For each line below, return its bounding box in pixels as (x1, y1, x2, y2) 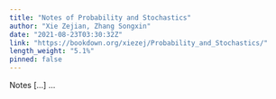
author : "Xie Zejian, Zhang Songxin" (9, 22, 152, 31)
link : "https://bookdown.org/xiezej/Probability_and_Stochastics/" (9, 38, 269, 48)
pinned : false (9, 55, 63, 64)
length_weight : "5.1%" (9, 47, 95, 56)
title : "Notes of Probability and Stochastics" (9, 13, 192, 22)
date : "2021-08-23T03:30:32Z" (9, 30, 124, 39)
